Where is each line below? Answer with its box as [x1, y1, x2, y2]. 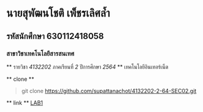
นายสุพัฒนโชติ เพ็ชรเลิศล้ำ [6, 6, 110, 20]
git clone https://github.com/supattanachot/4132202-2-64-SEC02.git [21, 87, 197, 94]
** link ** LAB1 [6, 99, 44, 106]
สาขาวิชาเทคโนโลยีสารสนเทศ [6, 49, 75, 58]
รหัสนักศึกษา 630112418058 [6, 31, 104, 41]
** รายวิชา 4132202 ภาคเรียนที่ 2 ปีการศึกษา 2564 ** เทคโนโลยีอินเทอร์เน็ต [6, 63, 169, 70]
